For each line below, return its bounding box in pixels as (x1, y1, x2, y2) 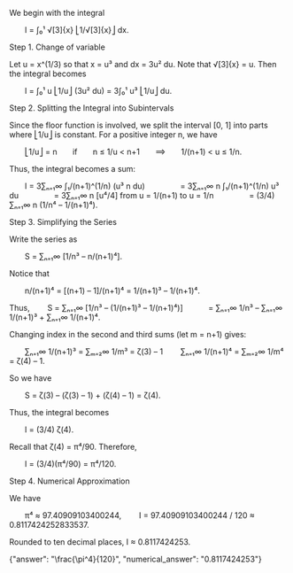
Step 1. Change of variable (9, 42, 106, 52)
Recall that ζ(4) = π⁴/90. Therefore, (9, 442, 137, 452)
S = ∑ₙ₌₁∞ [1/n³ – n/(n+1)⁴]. (25, 252, 122, 261)
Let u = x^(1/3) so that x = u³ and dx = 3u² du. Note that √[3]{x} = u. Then (9, 59, 277, 69)
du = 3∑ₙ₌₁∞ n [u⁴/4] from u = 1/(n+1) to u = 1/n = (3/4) (9, 190, 275, 200)
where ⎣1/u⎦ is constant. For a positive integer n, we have (9, 129, 219, 140)
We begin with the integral (9, 8, 105, 18)
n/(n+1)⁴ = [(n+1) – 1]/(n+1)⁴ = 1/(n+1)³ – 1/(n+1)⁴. (25, 285, 201, 296)
